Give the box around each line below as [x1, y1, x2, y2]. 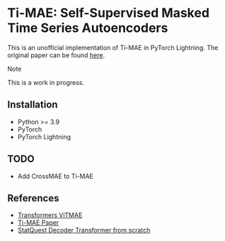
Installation [7, 99, 58, 111]
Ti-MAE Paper [17, 218, 59, 227]
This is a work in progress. [7, 78, 85, 86]
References [7, 192, 59, 204]
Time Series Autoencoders [7, 20, 168, 36]
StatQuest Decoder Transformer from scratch [17, 226, 151, 235]
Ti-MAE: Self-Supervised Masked [7, 5, 210, 21]
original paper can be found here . [7, 51, 105, 59]
